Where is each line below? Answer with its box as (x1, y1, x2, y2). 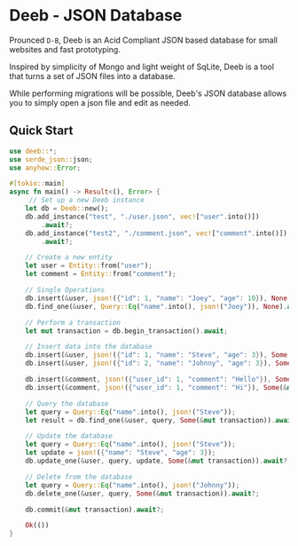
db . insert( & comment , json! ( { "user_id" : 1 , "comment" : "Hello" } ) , (25, 375, 272, 384)
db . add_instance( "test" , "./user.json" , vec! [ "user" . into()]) (25, 212, 260, 221)
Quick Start (9, 123, 74, 138)
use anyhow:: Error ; (9, 163, 82, 172)
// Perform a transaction (25, 318, 122, 327)
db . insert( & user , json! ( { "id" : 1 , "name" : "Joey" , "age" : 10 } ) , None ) (25, 294, 292, 303)
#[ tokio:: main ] (9, 179, 66, 188)
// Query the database (25, 399, 109, 408)
